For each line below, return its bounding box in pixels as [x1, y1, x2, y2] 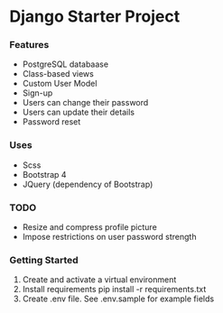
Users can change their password [22, 97, 149, 108]
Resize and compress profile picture [22, 222, 158, 233]
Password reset [22, 116, 81, 127]
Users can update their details [22, 106, 135, 118]
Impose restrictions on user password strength [22, 232, 197, 243]
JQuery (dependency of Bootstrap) [22, 179, 153, 189]
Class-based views [22, 69, 95, 79]
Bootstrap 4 [22, 169, 67, 180]
